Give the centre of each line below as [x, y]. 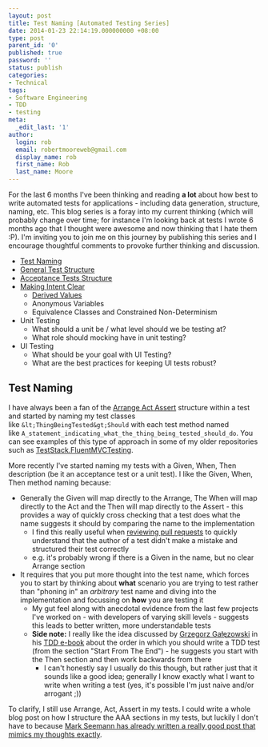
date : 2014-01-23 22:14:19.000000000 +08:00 [84, 30]
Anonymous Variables [68, 304]
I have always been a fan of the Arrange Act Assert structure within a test [129, 407]
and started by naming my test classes [72, 416]
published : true [35, 53]
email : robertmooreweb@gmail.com [71, 150]
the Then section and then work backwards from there [122, 659]
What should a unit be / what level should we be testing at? [129, 329]
